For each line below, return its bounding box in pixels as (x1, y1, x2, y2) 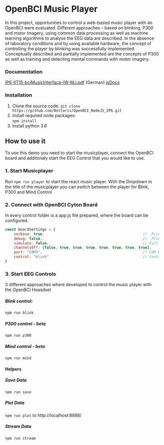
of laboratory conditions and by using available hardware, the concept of (5, 40, 151, 46)
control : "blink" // (14, 254, 147, 259)
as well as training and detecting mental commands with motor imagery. (5, 56, 150, 62)
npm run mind (5, 356, 32, 361)
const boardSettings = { (5, 227, 56, 232)
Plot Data (5, 400, 24, 406)
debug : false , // (14, 236, 147, 241)
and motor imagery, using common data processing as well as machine (5, 30, 148, 36)
